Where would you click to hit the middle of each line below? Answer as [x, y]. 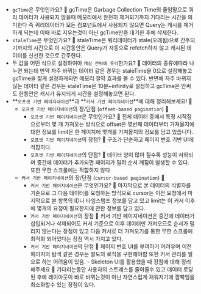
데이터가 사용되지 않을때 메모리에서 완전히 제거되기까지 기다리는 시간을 [103, 17]
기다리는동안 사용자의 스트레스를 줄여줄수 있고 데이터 [119, 269]
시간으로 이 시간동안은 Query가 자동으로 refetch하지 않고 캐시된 [109, 48]
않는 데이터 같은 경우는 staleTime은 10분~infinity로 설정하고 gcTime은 [96, 86]
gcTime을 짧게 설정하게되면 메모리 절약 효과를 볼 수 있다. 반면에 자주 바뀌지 [102, 78]
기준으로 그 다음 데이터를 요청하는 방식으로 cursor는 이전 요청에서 [108, 193]
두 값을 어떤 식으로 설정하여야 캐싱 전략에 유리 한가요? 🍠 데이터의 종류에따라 [100, 63]
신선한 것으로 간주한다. [55, 55]
